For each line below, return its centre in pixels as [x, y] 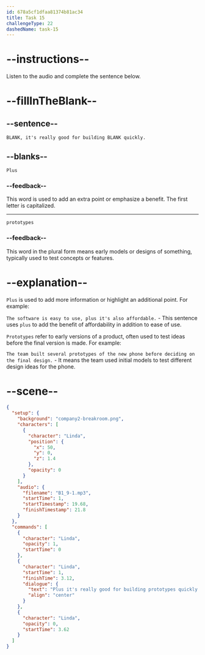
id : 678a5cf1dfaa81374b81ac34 [45, 12]
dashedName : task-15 [33, 29]
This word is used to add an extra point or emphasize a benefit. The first [97, 199]
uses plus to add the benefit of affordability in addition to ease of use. [94, 324]
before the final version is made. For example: [64, 343]
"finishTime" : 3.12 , [49, 578]
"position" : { [46, 441]
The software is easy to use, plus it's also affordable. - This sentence [102, 318]
